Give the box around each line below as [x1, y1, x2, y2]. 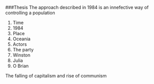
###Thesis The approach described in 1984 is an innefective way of [5, 5, 149, 10]
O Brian [12, 63, 29, 69]
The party [12, 47, 34, 52]
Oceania [12, 36, 31, 42]
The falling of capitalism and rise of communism [5, 73, 107, 78]
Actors [12, 41, 27, 47]
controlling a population [5, 10, 55, 16]
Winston [12, 52, 31, 58]
